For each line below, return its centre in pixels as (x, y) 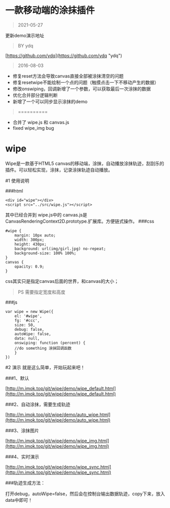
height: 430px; (31, 244)
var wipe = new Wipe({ (29, 311)
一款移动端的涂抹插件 (50, 10)
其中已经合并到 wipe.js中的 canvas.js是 (46, 214)
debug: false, (29, 329)
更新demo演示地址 (25, 35)
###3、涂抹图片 (22, 430)
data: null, (27, 338)
